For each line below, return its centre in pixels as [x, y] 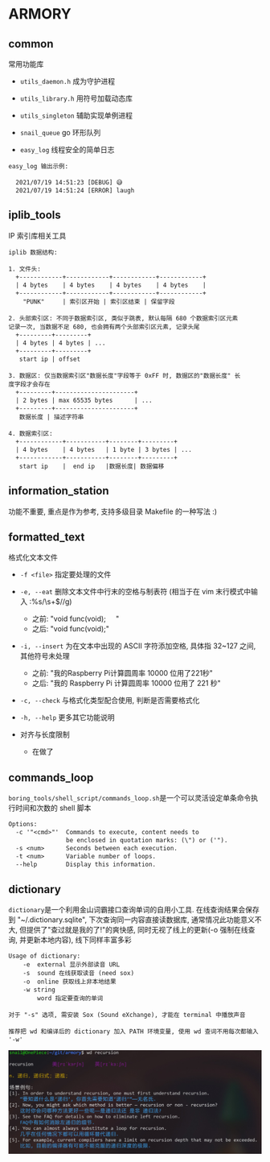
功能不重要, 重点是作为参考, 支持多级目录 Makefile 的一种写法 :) [113, 511]
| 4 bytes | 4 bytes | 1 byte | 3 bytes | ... [104, 449]
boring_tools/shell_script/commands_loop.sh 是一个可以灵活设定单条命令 [130, 798]
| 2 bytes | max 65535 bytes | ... [84, 400]
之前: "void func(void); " [76, 619]
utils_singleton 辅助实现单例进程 [76, 115]
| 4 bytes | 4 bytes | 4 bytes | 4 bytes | [111, 285]
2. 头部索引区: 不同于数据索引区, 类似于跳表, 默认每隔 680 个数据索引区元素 [123, 318]
